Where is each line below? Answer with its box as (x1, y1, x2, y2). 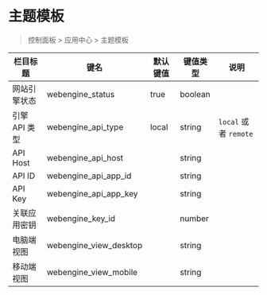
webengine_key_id (46, 212, 116, 223)
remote (228, 129, 253, 138)
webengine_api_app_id (46, 170, 132, 181)
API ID (12, 170, 36, 181)
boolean (180, 88, 211, 99)
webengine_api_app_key (46, 188, 138, 199)
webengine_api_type (46, 121, 124, 132)
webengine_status (46, 88, 115, 99)
